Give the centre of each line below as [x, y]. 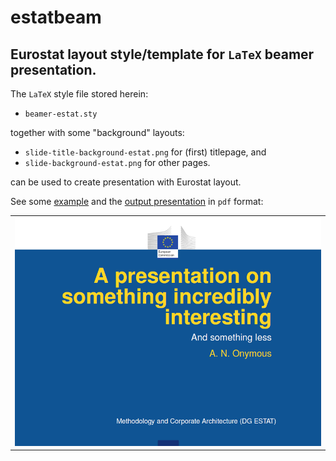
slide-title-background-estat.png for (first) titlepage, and [145, 152]
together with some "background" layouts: [97, 132]
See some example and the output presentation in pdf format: [137, 201]
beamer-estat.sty [61, 114]
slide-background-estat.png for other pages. [117, 162]
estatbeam [56, 17]
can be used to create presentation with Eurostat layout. [126, 182]
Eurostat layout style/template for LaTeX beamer [162, 54]
